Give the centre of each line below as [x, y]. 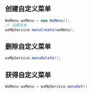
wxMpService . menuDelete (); [33, 58]
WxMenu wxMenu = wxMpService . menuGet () [46, 86]
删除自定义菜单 [28, 46]
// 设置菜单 [16, 25]
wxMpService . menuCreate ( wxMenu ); [40, 30]
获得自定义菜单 [28, 75]
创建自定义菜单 [28, 9]
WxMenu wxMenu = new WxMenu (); [38, 21]
